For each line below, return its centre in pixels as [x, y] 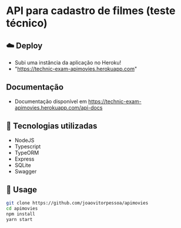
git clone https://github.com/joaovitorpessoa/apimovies [77, 203]
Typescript [28, 146]
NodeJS [24, 140]
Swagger [26, 171]
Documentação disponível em [51, 101]
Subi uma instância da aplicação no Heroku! [68, 62]
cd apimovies [22, 209]
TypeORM [27, 152]
